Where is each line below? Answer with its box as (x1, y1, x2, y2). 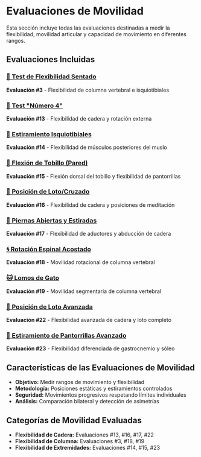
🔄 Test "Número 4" (6, 101, 63, 110)
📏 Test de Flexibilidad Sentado (6, 72, 97, 81)
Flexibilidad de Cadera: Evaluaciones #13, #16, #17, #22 (14, 431, 154, 438)
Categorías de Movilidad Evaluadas (6, 415, 142, 426)
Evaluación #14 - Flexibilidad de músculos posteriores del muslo (6, 143, 167, 151)
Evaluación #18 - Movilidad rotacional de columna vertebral (6, 259, 155, 266)
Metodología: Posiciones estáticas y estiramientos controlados (14, 385, 173, 392)
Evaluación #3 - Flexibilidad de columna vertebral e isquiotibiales (6, 86, 170, 93)
